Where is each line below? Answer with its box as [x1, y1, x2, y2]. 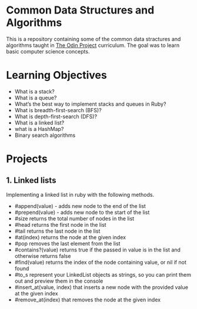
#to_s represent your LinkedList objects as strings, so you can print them [14, 271, 191, 278]
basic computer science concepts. [6, 48, 90, 55]
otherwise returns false [14, 252, 71, 259]
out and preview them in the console [14, 277, 103, 284]
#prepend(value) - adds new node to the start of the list [14, 209, 150, 216]
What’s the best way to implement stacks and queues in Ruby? [14, 100, 166, 108]
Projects [6, 152, 48, 166]
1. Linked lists [6, 176, 56, 186]
